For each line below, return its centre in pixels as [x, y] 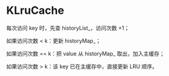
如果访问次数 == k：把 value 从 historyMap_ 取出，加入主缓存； [86, 53]
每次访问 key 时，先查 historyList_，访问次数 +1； [68, 28]
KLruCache [35, 11]
